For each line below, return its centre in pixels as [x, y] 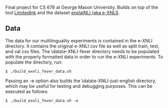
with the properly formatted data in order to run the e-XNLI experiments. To [84, 57]
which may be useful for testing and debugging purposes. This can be [79, 86]
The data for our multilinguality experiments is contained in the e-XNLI [79, 40]
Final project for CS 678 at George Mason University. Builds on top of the [82, 7]
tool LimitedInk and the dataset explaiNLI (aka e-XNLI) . [63, 13]
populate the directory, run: [34, 62]
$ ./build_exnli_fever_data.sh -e [42, 100]
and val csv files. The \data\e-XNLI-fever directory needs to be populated [82, 51]
